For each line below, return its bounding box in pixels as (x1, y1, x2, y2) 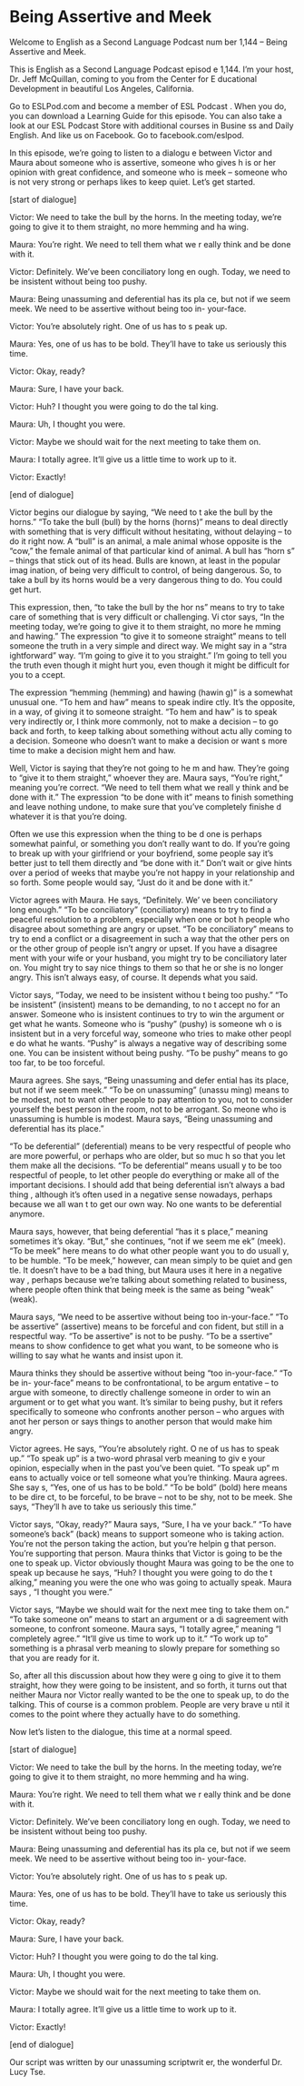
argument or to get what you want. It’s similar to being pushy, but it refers (9, 1396, 283, 1407)
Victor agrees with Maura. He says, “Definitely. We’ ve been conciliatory (9, 894, 279, 905)
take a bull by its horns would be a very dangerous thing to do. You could (9, 574, 283, 585)
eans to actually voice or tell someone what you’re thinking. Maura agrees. (9, 1472, 288, 1483)
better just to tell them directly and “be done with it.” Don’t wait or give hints (9, 857, 292, 868)
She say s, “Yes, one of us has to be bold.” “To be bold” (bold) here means (9, 1481, 288, 1493)
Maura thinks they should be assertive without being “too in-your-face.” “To (9, 1367, 293, 1378)
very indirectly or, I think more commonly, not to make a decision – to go (9, 716, 279, 727)
